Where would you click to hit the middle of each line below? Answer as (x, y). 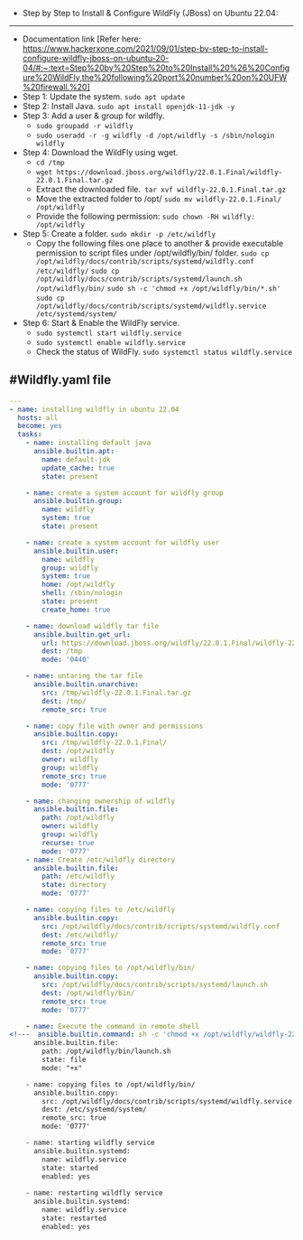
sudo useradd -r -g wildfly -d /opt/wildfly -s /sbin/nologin (155, 135)
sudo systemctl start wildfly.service (109, 333)
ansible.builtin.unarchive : (86, 685)
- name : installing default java (88, 443)
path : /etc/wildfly (78, 876)
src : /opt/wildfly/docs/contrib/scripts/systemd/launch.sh (155, 985)
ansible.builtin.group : (78, 501)
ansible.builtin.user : (76, 551)
